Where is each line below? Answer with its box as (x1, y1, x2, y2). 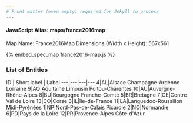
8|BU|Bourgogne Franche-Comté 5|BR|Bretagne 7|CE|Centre (39, 91, 187, 98)
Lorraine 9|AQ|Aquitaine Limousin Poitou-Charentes (6, 86, 132, 93)
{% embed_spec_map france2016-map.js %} (6, 51, 115, 58)
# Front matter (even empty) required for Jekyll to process (6, 8, 159, 15)
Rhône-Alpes (6, 91, 38, 98)
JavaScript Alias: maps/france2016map (6, 27, 106, 34)
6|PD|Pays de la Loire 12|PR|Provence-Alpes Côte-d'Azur (6, 110, 145, 117)
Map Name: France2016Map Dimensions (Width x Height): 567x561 (6, 39, 169, 47)
